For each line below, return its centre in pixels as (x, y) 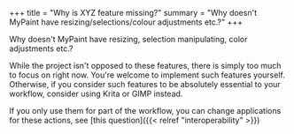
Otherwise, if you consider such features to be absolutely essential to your (145, 84)
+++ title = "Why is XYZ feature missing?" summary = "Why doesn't (133, 13)
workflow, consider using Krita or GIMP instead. (96, 93)
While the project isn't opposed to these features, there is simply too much (145, 66)
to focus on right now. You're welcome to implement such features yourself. (147, 75)
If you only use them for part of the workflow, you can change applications (145, 111)
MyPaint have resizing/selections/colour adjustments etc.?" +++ (126, 22)
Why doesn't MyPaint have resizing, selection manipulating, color (128, 39)
